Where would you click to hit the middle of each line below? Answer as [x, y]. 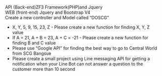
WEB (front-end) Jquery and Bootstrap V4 [48, 12]
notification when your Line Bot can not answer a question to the [78, 64]
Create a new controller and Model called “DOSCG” [57, 18]
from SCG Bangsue [32, 53]
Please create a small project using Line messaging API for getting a [81, 58]
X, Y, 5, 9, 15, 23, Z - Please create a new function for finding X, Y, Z [81, 27]
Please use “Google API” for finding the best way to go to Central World [85, 48]
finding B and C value [34, 43]
